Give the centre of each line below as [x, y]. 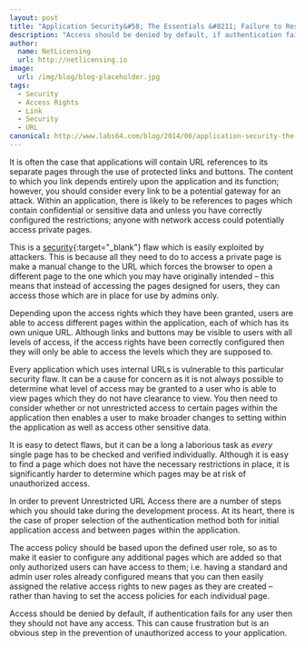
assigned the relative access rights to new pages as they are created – [141, 586]
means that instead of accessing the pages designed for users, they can [145, 285]
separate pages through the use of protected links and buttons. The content [151, 171]
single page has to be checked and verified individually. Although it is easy [149, 454]
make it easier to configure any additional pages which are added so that [146, 557]
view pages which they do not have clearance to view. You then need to [144, 398]
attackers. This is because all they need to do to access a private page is [146, 256]
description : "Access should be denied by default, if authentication [146, 35]
